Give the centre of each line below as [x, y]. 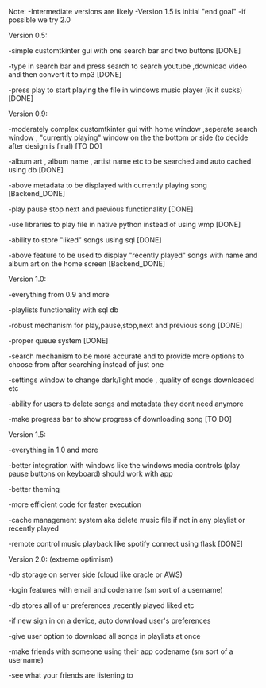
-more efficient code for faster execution [75, 504]
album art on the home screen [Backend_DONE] [87, 264]
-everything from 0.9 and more [59, 294]
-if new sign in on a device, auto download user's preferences [110, 620]
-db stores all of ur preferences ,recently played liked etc [101, 605]
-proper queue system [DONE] [58, 340]
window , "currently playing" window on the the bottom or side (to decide [128, 137]
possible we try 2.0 [40, 20]
